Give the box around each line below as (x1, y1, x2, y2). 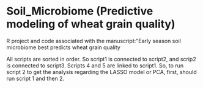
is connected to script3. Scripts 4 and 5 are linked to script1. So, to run (6, 62, 184, 69)
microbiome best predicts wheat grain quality (6, 44, 120, 51)
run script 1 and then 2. (6, 75, 65, 82)
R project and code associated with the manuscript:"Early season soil (6, 37, 182, 44)
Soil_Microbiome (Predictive (6, 4, 153, 18)
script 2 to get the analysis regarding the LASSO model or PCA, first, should (6, 68, 197, 75)
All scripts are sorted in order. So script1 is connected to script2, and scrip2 (6, 55, 197, 63)
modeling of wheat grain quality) (6, 17, 175, 31)
